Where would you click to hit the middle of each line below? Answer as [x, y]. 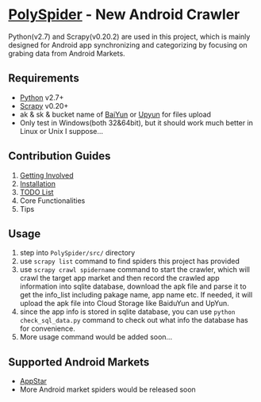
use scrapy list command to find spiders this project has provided [130, 261]
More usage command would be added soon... [96, 337]
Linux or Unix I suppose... [61, 131]
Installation [38, 183]
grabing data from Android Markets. [67, 53]
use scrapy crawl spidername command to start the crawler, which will [134, 270]
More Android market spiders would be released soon [107, 389]
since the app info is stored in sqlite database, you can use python [127, 312]
